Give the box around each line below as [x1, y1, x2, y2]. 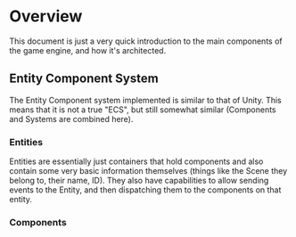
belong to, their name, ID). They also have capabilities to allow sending [9, 176, 269, 186]
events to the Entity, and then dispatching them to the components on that [9, 184, 282, 195]
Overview [9, 6, 83, 27]
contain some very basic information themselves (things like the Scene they [9, 166, 288, 176]
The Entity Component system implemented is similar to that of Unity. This [9, 94, 283, 105]
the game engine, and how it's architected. [9, 45, 167, 55]
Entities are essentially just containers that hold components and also [9, 156, 264, 167]
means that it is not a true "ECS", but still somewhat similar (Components [9, 104, 276, 115]
